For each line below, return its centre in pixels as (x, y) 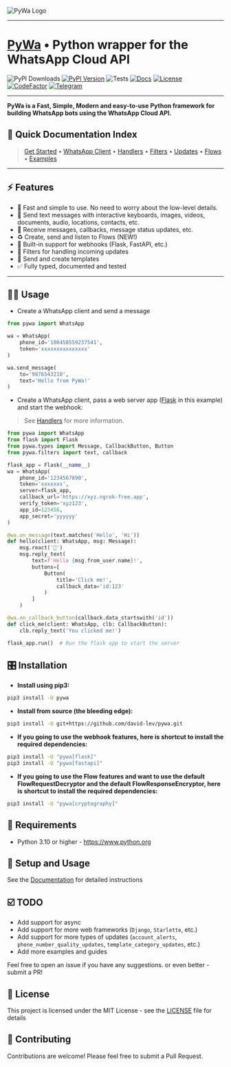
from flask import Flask (43, 440)
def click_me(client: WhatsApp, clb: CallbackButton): (87, 624)
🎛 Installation (37, 665)
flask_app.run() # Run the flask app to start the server (93, 643)
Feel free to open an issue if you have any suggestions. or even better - (108, 965)
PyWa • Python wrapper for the (98, 45)
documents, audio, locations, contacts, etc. (78, 222)
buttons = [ (46, 567)
